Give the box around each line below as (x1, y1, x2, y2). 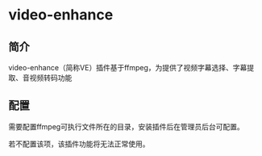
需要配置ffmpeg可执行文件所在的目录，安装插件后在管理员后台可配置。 (8, 121, 244, 131)
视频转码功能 (29, 73, 73, 82)
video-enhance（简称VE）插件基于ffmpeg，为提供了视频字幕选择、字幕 (8, 63, 247, 72)
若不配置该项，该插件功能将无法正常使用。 (8, 139, 150, 149)
